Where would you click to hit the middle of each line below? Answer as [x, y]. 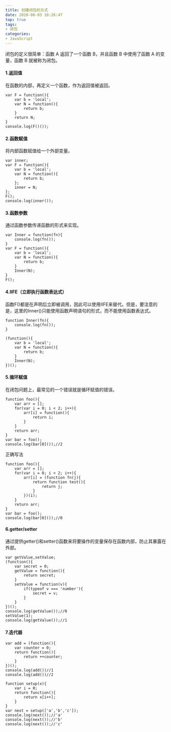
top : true [16, 19]
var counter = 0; [33, 648]
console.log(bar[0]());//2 [34, 444]
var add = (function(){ [31, 644]
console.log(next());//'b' [34, 720]
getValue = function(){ [40, 571]
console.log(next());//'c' [34, 724]
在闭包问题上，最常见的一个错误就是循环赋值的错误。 [61, 389]
